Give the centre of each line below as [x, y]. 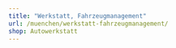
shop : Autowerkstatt [43, 31]
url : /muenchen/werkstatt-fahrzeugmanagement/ [88, 24]
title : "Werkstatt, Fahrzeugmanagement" [78, 16]
